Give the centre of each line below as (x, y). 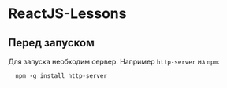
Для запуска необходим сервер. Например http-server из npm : (114, 61)
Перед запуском (51, 43)
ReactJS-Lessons (67, 14)
